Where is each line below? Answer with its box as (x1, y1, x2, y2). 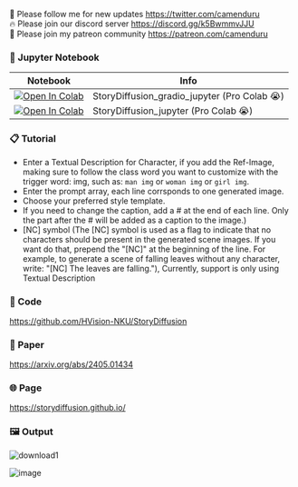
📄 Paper (9, 338, 45, 351)
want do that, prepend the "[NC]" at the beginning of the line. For (22, 243, 266, 254)
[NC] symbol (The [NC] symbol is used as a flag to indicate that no (22, 224, 272, 235)
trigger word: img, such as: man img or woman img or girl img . (22, 175, 250, 186)
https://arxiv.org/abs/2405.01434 (9, 359, 134, 370)
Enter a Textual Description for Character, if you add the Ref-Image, (22, 156, 274, 167)
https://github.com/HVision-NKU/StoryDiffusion (9, 315, 187, 326)
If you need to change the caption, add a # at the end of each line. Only (22, 204, 290, 215)
